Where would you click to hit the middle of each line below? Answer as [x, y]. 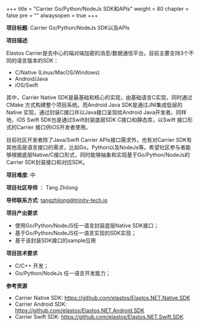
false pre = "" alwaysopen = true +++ [52, 15]
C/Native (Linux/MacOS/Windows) [57, 72]
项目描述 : [18, 40]
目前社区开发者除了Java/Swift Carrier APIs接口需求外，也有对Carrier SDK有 [99, 140]
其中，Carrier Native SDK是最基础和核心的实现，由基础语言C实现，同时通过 [99, 97]
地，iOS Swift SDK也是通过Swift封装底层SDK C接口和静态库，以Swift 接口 [97, 120]
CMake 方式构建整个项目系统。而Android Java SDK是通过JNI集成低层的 [95, 105]
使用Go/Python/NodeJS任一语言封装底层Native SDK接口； [87, 226]
